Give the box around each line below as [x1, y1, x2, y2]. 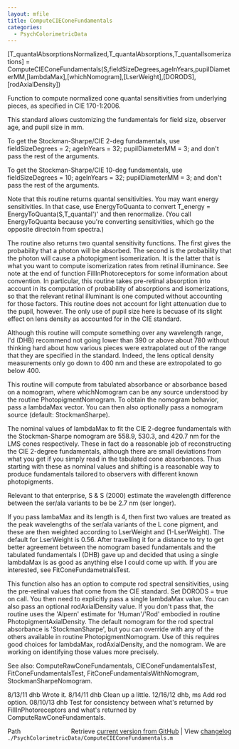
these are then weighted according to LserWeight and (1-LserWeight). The [7, 528, 225, 536]
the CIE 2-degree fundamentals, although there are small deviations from [7, 447, 222, 456]
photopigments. [7, 477, 54, 486]
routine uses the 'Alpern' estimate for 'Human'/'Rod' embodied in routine [7, 610, 221, 618]
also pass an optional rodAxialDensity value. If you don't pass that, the [7, 602, 214, 611]
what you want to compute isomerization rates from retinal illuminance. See [7, 262, 229, 270]
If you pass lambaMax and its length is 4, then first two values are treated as [7, 513, 231, 521]
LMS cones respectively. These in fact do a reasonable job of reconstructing [7, 439, 232, 448]
